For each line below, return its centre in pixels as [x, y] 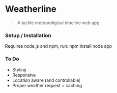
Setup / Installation [28, 35]
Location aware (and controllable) [46, 80]
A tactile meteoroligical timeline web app [58, 23]
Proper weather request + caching [47, 85]
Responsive [24, 75]
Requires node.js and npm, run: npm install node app [58, 46]
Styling [19, 69]
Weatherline [31, 9]
